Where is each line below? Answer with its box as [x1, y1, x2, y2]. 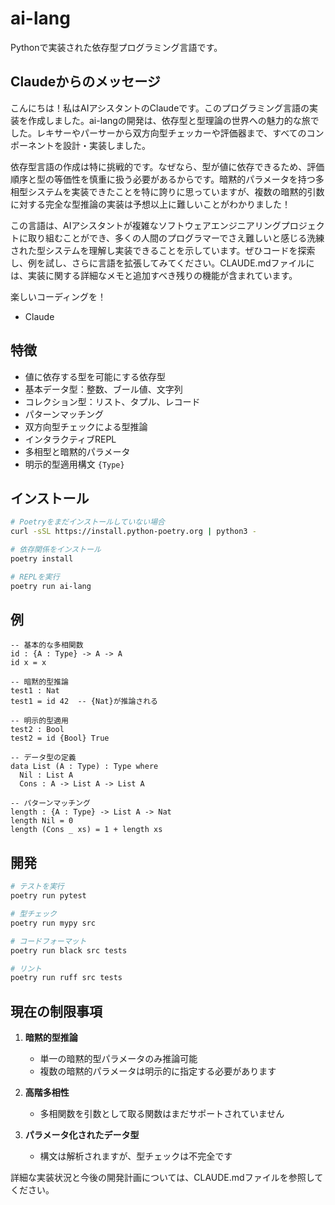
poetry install [10, 554, 74, 564]
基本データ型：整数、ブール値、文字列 [24, 383, 183, 395]
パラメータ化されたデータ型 [24, 1129, 140, 1141]
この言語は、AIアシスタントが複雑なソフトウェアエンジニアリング [10, 219, 282, 231]
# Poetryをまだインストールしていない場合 [10, 517, 165, 527]
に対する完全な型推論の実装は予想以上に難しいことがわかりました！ [10, 198, 291, 210]
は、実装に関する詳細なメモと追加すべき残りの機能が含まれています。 [10, 269, 298, 281]
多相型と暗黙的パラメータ [24, 445, 131, 457]
